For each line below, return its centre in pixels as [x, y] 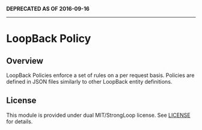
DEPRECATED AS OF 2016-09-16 [48, 9]
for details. [20, 121]
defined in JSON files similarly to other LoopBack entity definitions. [89, 82]
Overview [25, 60]
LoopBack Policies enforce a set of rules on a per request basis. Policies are [100, 75]
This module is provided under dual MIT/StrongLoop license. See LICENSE [98, 115]
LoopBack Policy [49, 39]
